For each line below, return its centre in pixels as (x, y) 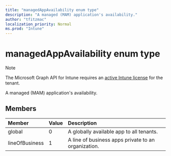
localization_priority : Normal (38, 24)
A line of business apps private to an (111, 140)
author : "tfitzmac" (26, 19)
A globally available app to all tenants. (113, 131)
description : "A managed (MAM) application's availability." (72, 15)
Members (21, 109)
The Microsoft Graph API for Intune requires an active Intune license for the (84, 78)
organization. (83, 146)
